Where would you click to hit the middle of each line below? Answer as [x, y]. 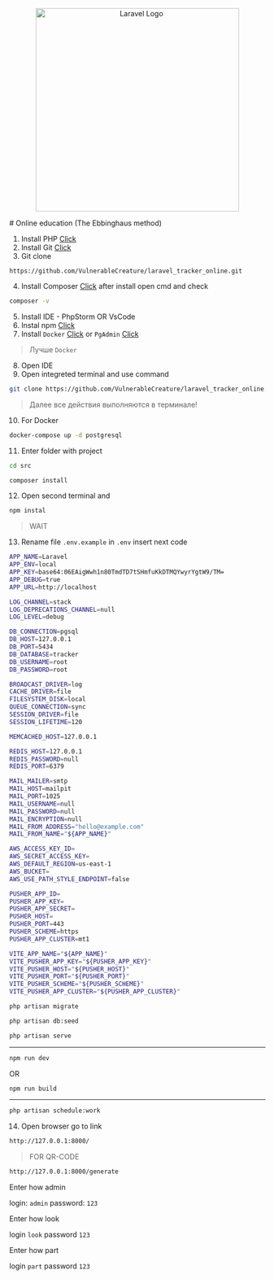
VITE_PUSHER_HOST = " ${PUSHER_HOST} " [70, 969]
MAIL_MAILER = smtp [39, 781]
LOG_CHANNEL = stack [40, 602]
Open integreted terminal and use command [95, 373]
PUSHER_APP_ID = [35, 894]
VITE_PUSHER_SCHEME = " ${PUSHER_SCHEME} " [77, 984]
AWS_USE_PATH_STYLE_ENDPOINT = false [70, 879]
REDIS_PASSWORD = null [44, 759]
